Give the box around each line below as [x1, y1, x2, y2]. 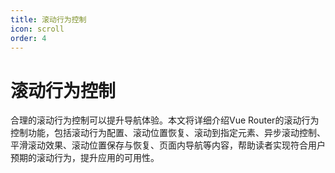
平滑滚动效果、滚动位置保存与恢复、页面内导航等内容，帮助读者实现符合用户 [10, 139, 326, 151]
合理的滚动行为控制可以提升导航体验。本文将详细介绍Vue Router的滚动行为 [10, 114, 320, 126]
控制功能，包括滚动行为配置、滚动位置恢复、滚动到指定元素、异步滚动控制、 [10, 127, 326, 139]
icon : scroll [10, 24, 65, 34]
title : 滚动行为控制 [10, 14, 87, 25]
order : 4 [10, 33, 47, 43]
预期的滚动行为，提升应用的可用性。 [10, 152, 160, 164]
